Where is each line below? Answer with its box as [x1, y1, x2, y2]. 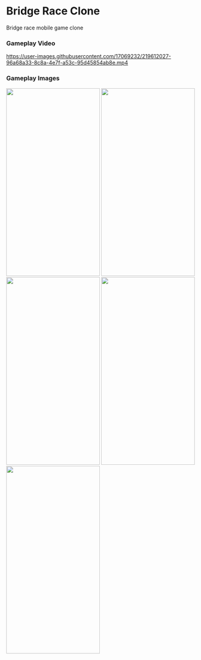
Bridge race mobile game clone [6, 24, 84, 31]
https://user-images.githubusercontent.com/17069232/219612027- [6, 53, 172, 60]
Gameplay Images [6, 74, 60, 82]
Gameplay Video [6, 39, 56, 47]
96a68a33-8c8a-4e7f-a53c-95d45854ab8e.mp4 [6, 59, 129, 67]
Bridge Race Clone [6, 4, 100, 18]
